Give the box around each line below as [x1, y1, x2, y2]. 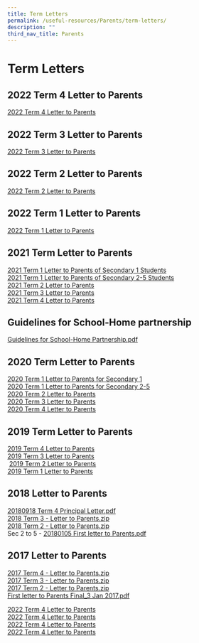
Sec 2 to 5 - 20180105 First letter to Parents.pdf [7, 529, 147, 537]
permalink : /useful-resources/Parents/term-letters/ [7, 17, 167, 24]
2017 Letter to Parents [7, 550, 107, 562]
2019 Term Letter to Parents [7, 426, 133, 438]
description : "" [7, 23, 55, 31]
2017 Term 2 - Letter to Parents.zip [7, 583, 109, 592]
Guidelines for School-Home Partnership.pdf [7, 335, 139, 344]
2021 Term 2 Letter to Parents [7, 281, 95, 289]
